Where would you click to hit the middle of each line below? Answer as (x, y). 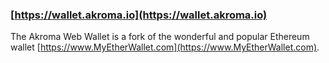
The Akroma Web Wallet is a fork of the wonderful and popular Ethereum (160, 37)
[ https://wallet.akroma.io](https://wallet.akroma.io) (139, 15)
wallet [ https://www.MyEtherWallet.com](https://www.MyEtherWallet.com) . (165, 47)
